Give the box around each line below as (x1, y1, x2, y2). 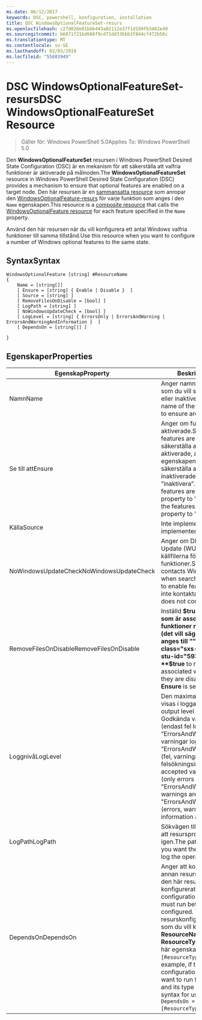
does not (161, 597, 186, 606)
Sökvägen (161, 822, 189, 831)
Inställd (161, 607, 182, 615)
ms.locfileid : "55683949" (6, 54, 71, 60)
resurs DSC (6, 92, 62, 106)
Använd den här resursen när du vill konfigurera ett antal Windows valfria (6, 225, 188, 233)
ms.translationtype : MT (6, 37, 66, 43)
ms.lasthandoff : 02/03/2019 (6, 48, 77, 54)
